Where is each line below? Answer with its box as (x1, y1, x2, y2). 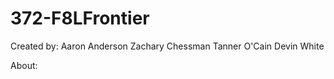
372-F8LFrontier (10, 7, 150, 30)
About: (10, 59, 38, 71)
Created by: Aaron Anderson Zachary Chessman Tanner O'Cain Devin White (10, 40, 325, 52)
